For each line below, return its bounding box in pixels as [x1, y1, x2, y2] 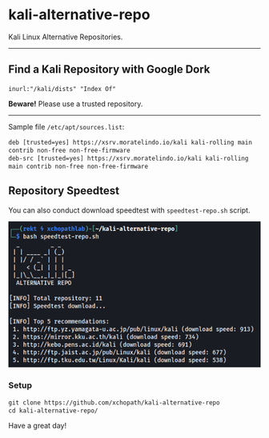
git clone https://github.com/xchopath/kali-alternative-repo [8, 399, 220, 407]
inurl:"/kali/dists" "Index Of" [8, 85, 116, 93]
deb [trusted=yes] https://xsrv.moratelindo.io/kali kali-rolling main [8, 138, 252, 146]
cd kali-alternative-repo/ [8, 407, 98, 415]
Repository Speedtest [8, 184, 120, 197]
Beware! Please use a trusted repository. [8, 98, 143, 109]
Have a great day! [8, 421, 66, 431]
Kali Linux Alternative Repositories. [8, 32, 123, 42]
